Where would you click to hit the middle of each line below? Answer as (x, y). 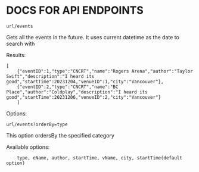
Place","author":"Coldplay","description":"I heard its (77, 92)
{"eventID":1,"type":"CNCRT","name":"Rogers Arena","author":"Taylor (105, 71)
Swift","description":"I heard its (50, 76)
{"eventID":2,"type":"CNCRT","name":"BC (68, 87)
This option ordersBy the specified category (60, 135)
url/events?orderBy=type (37, 124)
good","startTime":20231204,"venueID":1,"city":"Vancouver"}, (85, 82)
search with (21, 43)
